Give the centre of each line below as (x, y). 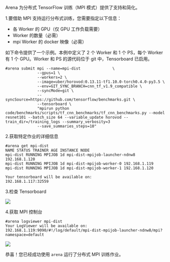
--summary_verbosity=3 (86, 122)
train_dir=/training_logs (33, 122)
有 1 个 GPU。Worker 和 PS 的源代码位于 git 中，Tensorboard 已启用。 (79, 59)
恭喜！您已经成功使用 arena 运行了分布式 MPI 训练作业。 (64, 254)
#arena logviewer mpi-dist (34, 221)
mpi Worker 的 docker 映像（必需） (50, 42)
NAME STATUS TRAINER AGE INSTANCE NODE (48, 150)
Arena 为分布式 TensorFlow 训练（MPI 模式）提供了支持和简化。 (73, 7)
